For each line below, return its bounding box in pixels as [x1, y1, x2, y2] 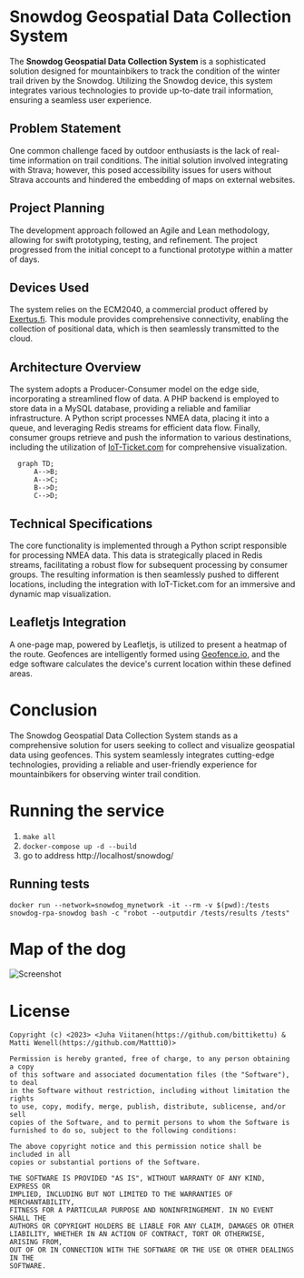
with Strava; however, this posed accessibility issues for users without [9, 164, 272, 175]
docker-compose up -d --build [22, 842, 138, 851]
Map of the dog [9, 938, 127, 959]
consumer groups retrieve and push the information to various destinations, [9, 432, 292, 443]
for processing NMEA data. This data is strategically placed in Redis [9, 550, 263, 561]
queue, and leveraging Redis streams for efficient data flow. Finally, [9, 422, 261, 433]
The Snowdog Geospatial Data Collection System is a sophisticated [9, 56, 266, 66]
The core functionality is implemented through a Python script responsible [9, 540, 288, 551]
